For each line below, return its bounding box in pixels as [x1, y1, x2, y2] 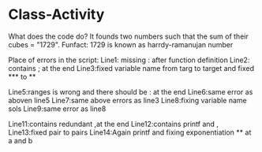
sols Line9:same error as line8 [8, 104, 107, 113]
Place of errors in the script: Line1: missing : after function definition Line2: [8, 55, 250, 65]
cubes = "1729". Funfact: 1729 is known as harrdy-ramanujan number [8, 39, 234, 49]
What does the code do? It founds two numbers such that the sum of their [8, 32, 249, 41]
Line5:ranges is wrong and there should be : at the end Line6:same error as [8, 87, 253, 96]
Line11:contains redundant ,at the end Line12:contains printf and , [8, 119, 219, 128]
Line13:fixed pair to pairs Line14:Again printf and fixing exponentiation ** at [8, 128, 252, 137]
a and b [8, 135, 33, 145]
